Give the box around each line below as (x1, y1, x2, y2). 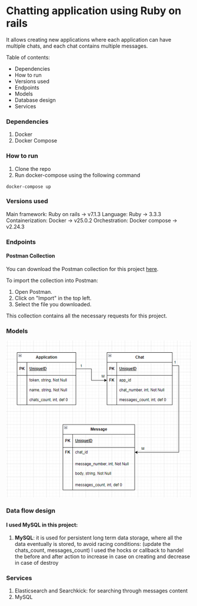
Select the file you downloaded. (14, 300, 92, 307)
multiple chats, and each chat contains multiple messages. (6, 42, 148, 49)
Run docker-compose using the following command (14, 171, 141, 178)
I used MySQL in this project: (6, 521, 78, 528)
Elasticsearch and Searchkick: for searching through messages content (14, 587, 188, 594)
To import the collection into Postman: (6, 277, 98, 284)
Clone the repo (14, 165, 51, 172)
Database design (14, 96, 56, 104)
